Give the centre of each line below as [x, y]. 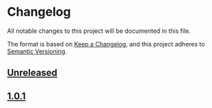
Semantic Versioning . [37, 51]
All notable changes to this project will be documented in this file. [99, 31]
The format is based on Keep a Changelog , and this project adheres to [106, 44]
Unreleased [32, 73]
